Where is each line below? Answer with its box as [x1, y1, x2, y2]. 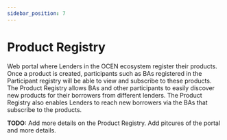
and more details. [7, 126, 56, 134]
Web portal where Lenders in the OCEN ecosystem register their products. [7, 62, 217, 70]
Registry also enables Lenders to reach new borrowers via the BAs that [7, 98, 208, 107]
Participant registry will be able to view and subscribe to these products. [7, 76, 212, 85]
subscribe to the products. [7, 105, 82, 113]
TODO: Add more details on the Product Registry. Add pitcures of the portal [7, 119, 221, 127]
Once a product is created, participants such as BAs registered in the [7, 69, 202, 77]
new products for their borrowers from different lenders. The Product [7, 91, 202, 99]
